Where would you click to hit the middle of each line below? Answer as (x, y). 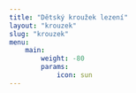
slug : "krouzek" (39, 34)
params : (55, 67)
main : (35, 50)
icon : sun (74, 75)
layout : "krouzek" (43, 26)
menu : (19, 42)
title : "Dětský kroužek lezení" (68, 17)
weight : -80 (63, 58)
